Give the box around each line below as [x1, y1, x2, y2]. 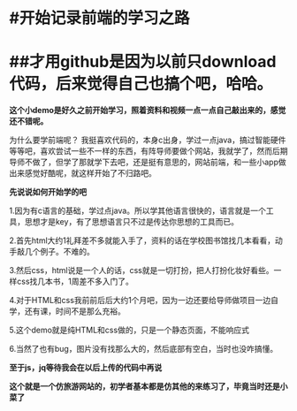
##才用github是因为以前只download [9, 52, 277, 72]
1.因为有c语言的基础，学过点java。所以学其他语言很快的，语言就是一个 [9, 205, 267, 217]
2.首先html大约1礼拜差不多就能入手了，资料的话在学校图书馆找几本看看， [9, 235, 276, 246]
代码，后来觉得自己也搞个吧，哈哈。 [9, 74, 273, 94]
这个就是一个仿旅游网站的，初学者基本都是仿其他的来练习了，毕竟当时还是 [9, 381, 280, 392]
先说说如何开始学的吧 [9, 186, 87, 197]
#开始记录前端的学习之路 [9, 8, 190, 28]
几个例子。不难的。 [24, 247, 95, 257]
